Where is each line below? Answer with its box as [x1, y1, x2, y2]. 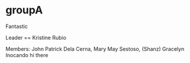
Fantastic [5, 23, 28, 30]
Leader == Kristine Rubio [5, 34, 67, 41]
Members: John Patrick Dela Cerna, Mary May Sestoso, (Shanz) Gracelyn [5, 45, 185, 52]
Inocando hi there [5, 51, 48, 58]
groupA [5, 3, 43, 17]
